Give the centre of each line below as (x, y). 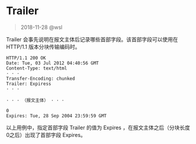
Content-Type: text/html (37, 68)
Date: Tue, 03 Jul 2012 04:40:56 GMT (53, 63)
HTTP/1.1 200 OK (26, 58)
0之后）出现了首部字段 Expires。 (46, 135)
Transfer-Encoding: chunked (41, 78)
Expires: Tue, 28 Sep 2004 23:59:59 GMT (57, 116)
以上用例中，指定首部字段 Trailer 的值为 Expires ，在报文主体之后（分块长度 (98, 127)
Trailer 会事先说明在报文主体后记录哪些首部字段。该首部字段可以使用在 (92, 39)
